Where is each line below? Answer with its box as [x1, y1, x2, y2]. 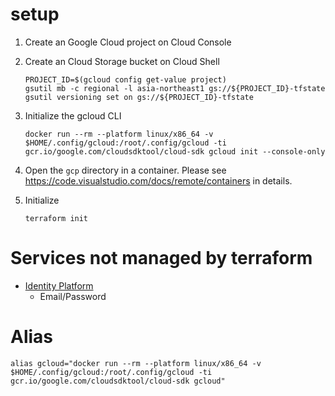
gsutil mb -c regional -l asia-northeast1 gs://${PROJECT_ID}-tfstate [24, 83, 326, 93]
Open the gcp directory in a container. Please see [24, 164, 227, 176]
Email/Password [39, 290, 107, 302]
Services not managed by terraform [10, 247, 313, 270]
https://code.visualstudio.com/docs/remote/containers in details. [24, 174, 293, 187]
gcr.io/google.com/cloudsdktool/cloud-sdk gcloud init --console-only [24, 146, 326, 157]
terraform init [24, 213, 89, 223]
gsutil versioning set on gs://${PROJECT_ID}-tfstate [24, 92, 254, 102]
